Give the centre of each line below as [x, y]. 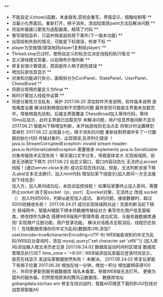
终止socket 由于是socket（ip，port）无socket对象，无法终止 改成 [77, 192]
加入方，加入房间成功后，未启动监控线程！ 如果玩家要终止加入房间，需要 [85, 186]
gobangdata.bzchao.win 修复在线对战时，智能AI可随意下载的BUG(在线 [82, 283]
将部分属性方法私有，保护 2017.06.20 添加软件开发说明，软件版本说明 [81, 101]
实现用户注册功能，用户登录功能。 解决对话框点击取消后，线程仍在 [85, 222]
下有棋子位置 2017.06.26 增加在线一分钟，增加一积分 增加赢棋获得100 [81, 265]
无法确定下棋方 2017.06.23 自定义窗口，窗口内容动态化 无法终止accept [87, 161]
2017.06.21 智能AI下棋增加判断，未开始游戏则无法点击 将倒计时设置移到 [83, 126]
